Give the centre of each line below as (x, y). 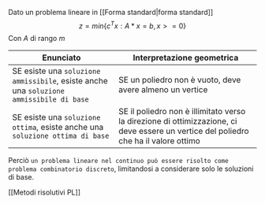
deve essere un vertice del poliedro (184, 131)
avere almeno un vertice (163, 89)
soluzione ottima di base (61, 135)
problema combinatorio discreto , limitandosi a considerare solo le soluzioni (131, 169)
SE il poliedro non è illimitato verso (182, 111)
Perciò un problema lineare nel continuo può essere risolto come (118, 160)
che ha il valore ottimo (159, 140)
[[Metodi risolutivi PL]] (45, 192)
